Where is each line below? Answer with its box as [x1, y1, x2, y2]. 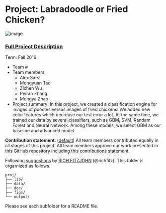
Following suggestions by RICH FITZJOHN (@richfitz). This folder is [5, 158, 144, 164]
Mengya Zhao [19, 96, 49, 102]
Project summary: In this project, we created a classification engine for [12, 101, 158, 107]
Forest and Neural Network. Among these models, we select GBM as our [12, 122, 162, 128]
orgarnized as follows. [5, 163, 51, 169]
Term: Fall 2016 [5, 54, 37, 60]
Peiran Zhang [19, 91, 48, 97]
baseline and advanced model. [12, 128, 76, 134]
